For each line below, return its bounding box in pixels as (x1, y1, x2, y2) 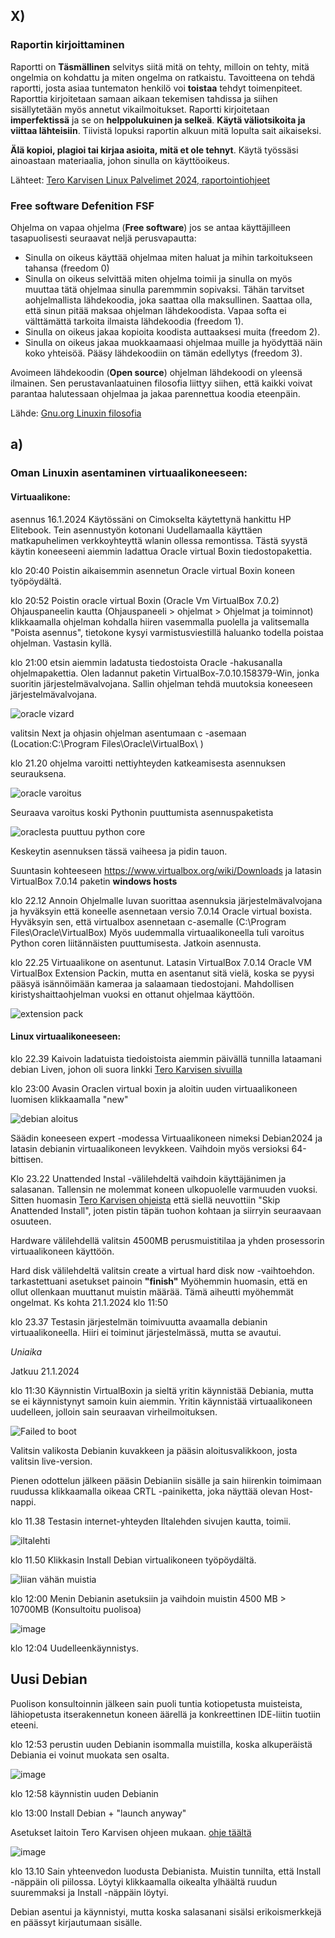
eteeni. (10, 1719, 39, 1731)
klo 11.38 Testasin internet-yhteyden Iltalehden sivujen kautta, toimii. (10, 1515, 292, 1527)
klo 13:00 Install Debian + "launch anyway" (10, 1807, 187, 1819)
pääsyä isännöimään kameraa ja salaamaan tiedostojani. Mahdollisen (10, 977, 295, 989)
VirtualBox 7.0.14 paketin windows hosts (10, 875, 178, 887)
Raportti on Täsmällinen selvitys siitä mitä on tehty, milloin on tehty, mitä (10, 60, 310, 73)
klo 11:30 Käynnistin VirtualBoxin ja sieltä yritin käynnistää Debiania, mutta (10, 1384, 314, 1396)
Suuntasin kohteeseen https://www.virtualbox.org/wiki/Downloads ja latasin (10, 864, 322, 876)
